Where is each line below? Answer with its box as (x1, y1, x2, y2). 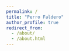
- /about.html (11, 36, 46, 42)
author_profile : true (6, 19, 59, 25)
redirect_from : (6, 25, 43, 31)
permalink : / (6, 8, 38, 15)
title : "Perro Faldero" (6, 14, 64, 20)
